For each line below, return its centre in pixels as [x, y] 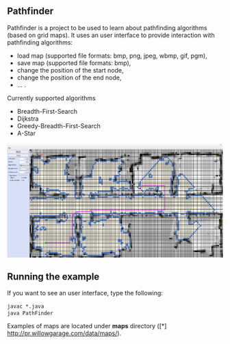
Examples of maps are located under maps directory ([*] [87, 326]
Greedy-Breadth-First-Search [59, 125]
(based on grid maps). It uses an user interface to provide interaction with [111, 35]
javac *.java [26, 307]
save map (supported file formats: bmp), [74, 63]
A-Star [26, 133]
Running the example [53, 277]
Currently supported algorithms [51, 98]
